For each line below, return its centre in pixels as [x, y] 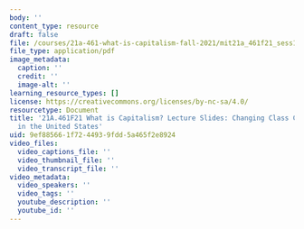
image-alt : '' [44, 85]
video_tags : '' [46, 194]
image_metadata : [40, 60]
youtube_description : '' [64, 202]
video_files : [34, 143]
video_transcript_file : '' [68, 169]
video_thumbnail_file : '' [66, 160]
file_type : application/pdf [62, 51]
